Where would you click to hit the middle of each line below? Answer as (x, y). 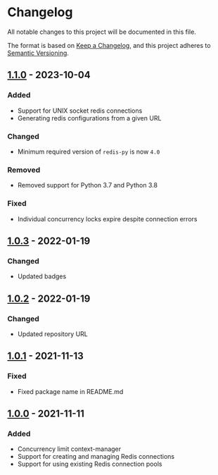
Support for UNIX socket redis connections (80, 111)
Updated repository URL (52, 334)
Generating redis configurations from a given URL (89, 118)
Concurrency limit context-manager (69, 449)
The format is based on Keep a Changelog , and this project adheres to (109, 45)
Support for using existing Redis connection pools (90, 464)
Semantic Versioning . (38, 53)
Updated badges (42, 276)
